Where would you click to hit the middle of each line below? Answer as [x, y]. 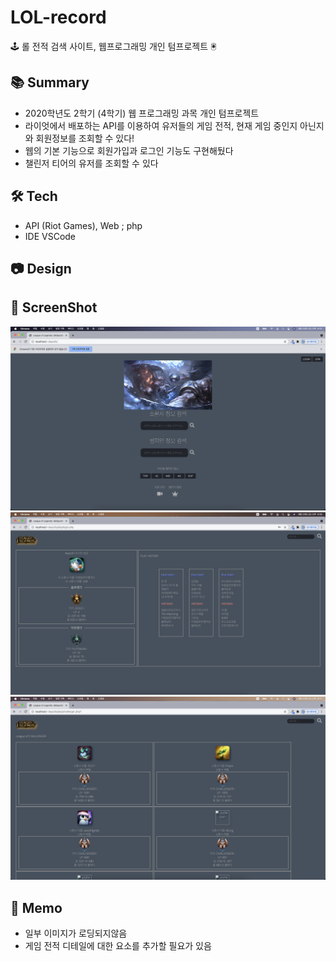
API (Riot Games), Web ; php [83, 225]
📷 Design [41, 268]
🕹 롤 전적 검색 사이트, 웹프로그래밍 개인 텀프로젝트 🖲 [113, 46]
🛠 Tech [34, 196]
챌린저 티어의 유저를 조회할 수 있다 [91, 163]
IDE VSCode [50, 236]
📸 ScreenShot [54, 307]
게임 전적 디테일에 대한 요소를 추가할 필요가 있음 [118, 946]
